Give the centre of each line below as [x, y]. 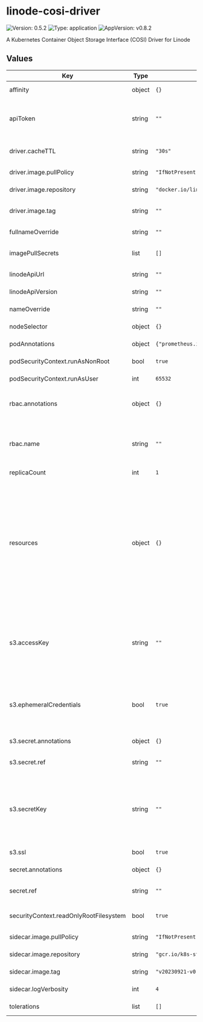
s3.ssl [18, 852]
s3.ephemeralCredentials [45, 704]
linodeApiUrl [27, 274]
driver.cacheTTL [33, 151]
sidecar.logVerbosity [39, 989]
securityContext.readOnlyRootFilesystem [68, 916]
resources [24, 543]
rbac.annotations [34, 404]
